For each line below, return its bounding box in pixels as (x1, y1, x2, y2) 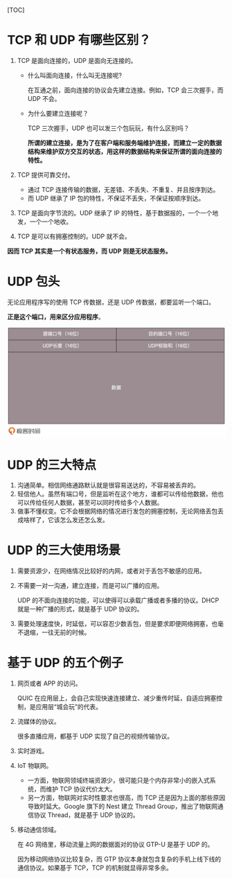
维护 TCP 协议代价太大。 (46, 785, 116, 794)
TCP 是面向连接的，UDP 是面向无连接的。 (17, 56, 137, 64)
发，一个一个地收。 (17, 217, 73, 226)
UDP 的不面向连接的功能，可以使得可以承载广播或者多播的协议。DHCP (17, 596, 220, 604)
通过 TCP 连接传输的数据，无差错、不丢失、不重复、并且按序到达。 (27, 185, 220, 193)
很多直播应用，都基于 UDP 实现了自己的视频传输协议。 (17, 732, 174, 740)
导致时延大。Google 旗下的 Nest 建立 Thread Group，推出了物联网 (27, 803, 218, 811)
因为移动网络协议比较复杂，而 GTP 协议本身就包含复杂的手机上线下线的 (17, 855, 222, 863)
